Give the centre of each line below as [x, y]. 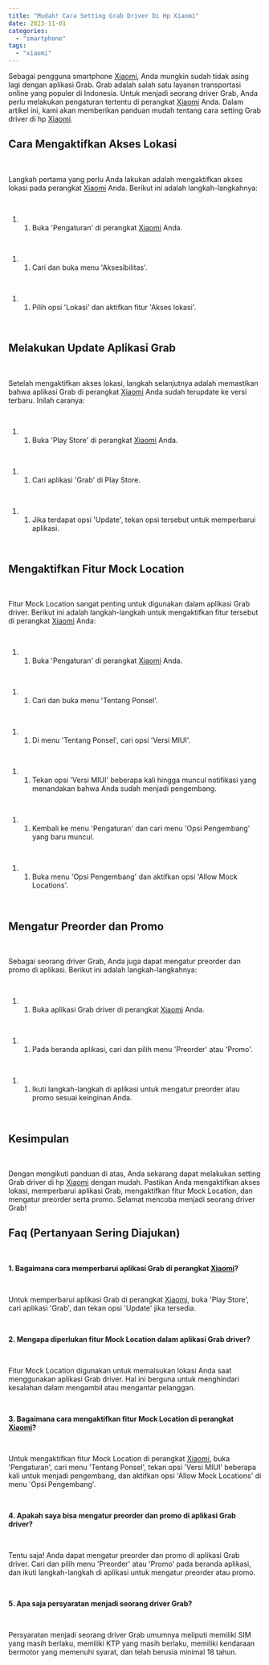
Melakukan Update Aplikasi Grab [92, 348]
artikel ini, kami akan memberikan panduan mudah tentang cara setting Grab [135, 110]
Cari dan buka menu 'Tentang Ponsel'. [95, 701]
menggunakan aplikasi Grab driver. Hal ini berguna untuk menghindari [124, 1379]
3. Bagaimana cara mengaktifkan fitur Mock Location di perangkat [121, 1419]
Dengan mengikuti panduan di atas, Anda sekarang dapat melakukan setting [134, 1174]
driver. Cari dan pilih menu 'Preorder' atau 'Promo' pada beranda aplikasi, [130, 1564]
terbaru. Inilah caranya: [47, 400]
